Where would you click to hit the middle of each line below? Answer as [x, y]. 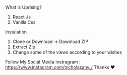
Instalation [16, 32]
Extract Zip [24, 47]
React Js [22, 17]
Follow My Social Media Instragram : [43, 62]
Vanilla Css [24, 22]
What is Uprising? [23, 7]
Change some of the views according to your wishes [67, 52]
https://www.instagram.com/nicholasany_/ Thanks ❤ [60, 67]
